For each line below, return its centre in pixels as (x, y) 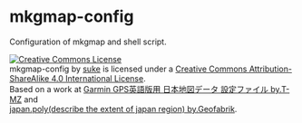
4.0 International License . (99, 78)
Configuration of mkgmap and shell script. (88, 42)
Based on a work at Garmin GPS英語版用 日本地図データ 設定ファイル (139, 89)
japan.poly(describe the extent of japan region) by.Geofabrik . (123, 109)
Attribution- (271, 69)
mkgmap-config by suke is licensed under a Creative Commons (128, 69)
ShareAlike (29, 78)
